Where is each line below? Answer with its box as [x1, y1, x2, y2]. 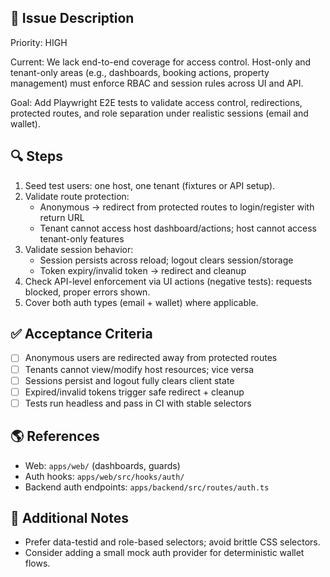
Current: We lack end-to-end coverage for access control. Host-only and [10, 56, 312, 68]
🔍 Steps [10, 148, 63, 165]
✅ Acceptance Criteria [10, 326, 153, 343]
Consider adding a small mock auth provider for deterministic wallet [24, 547, 305, 559]
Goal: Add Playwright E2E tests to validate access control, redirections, [10, 96, 303, 108]
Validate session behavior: [24, 243, 134, 255]
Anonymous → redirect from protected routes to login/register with [39, 201, 315, 213]
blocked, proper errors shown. [24, 286, 151, 298]
